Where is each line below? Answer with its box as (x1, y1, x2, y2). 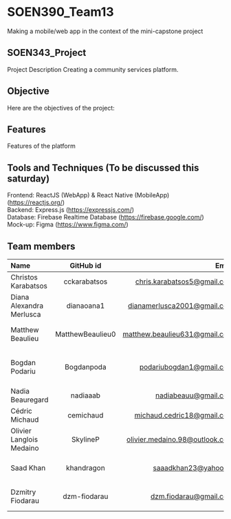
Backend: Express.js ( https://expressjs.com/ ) (7, 206, 135, 214)
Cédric (10, 407, 33, 415)
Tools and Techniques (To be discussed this (7, 161, 199, 173)
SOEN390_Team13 (7, 4, 115, 20)
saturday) (7, 173, 50, 184)
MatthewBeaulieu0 (54, 329, 116, 339)
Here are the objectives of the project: (7, 104, 115, 112)
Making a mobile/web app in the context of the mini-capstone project (7, 27, 203, 35)
